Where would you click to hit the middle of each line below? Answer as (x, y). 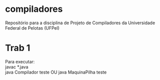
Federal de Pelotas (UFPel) (32, 28)
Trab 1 (18, 48)
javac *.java (17, 67)
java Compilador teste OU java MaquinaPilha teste (56, 72)
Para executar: (20, 61)
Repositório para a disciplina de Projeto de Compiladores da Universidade (80, 23)
